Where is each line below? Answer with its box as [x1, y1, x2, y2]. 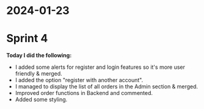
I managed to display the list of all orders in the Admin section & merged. [15, 83, 199, 90]
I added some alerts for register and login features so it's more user [15, 63, 185, 71]
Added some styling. [15, 96, 68, 104]
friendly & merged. [15, 70, 62, 77]
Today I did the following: [6, 52, 72, 59]
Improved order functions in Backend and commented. [15, 90, 153, 97]
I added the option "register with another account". [15, 77, 144, 84]
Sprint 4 [6, 32, 48, 46]
